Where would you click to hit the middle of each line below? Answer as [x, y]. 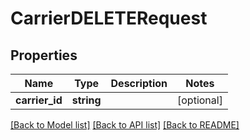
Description [139, 83]
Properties [44, 55]
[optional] [200, 100]
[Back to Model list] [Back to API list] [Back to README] [125, 125]
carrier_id [39, 100]
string [86, 100]
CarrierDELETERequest [109, 18]
